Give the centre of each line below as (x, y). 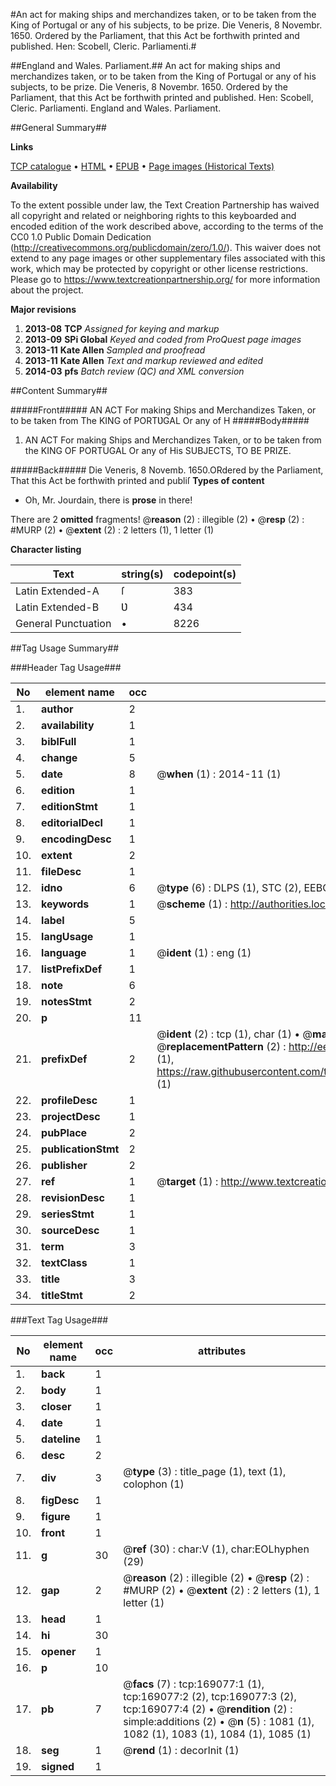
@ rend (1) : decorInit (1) (181, 1750)
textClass (64, 1262)
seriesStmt (68, 1214)
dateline (61, 1439)
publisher (64, 1165)
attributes (222, 1351)
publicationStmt (80, 1149)
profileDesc (69, 1100)
